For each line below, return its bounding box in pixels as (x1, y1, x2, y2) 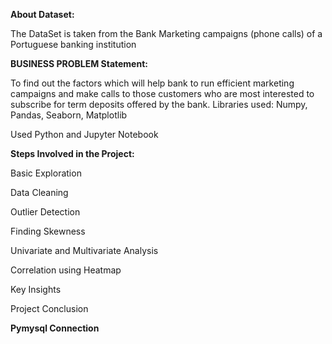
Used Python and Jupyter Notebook (10, 129, 159, 140)
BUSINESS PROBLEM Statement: (10, 58, 148, 69)
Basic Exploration (10, 167, 82, 179)
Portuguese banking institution (10, 39, 137, 50)
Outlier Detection (10, 206, 81, 218)
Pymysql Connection (10, 322, 100, 334)
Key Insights (10, 284, 62, 295)
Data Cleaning (10, 187, 69, 198)
